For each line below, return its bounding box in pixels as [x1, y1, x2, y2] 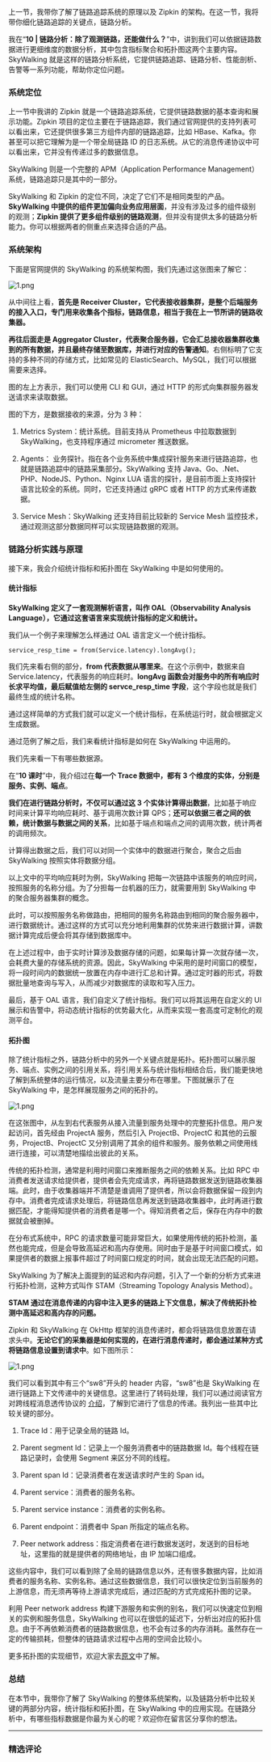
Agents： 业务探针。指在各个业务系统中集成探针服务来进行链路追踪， [19, 454, 252, 463]
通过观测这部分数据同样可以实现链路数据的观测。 [19, 521, 183, 531]
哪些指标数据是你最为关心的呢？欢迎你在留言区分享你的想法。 [35, 1713, 242, 1723]
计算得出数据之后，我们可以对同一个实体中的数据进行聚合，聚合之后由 [8, 846, 242, 856]
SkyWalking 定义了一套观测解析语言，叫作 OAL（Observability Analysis [8, 603, 252, 613]
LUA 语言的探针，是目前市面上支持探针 [127, 474, 256, 484]
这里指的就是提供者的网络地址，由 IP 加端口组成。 [34, 1549, 201, 1559]
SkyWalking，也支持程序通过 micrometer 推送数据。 [19, 436, 194, 446]
